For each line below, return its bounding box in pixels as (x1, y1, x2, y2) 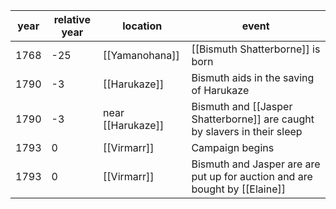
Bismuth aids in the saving (191, 71, 315, 84)
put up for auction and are (191, 170, 313, 183)
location (122, 19, 163, 33)
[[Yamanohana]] (103, 49, 180, 62)
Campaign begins (191, 141, 275, 154)
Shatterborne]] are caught (191, 112, 315, 126)
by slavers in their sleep (191, 125, 303, 138)
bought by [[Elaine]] (191, 182, 286, 196)
